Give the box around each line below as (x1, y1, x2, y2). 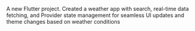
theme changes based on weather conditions (6, 18, 120, 25)
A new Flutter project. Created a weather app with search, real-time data (6, 5, 189, 12)
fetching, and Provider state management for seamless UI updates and (6, 12, 185, 19)
